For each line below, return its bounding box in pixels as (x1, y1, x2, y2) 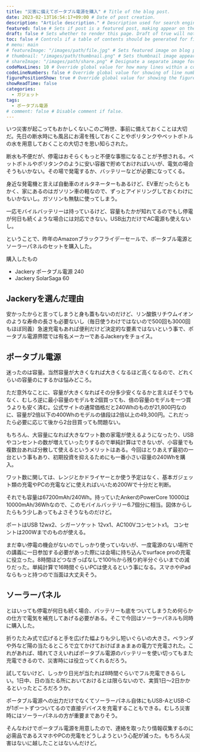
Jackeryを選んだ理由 (6, 293, 85, 303)
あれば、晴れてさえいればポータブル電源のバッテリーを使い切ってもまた (16, 649, 193, 656)
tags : (6, 97, 20, 103)
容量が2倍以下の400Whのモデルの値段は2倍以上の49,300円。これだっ (16, 411, 189, 418)
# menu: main (6, 42, 39, 48)
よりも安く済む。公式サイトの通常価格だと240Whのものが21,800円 (11, 404, 177, 411)
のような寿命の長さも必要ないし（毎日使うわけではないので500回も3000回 (6, 318, 191, 325)
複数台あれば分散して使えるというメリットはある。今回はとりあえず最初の (6, 446, 189, 453)
